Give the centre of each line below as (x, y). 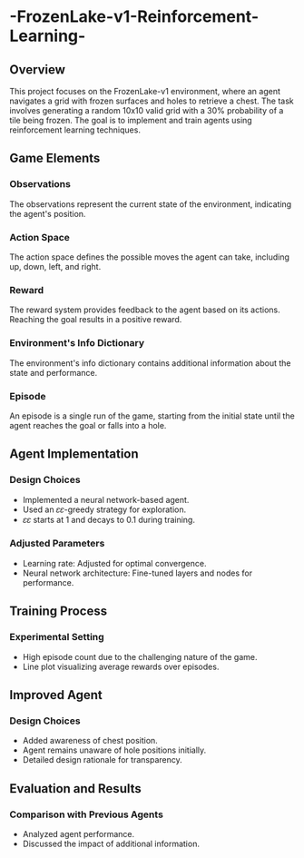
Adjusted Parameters (57, 544)
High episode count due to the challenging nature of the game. (140, 656)
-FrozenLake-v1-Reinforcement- (134, 17)
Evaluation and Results (76, 789)
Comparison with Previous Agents (86, 814)
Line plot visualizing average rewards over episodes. (121, 666)
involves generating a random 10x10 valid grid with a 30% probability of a (147, 110)
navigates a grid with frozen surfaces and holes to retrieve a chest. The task (152, 101)
